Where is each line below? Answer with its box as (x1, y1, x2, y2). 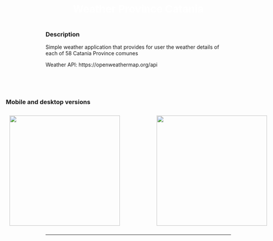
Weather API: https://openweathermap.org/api (45, 61, 158, 68)
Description (45, 30, 80, 38)
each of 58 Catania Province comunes (45, 50, 138, 57)
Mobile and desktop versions (6, 98, 91, 106)
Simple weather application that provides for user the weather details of (45, 43, 219, 51)
